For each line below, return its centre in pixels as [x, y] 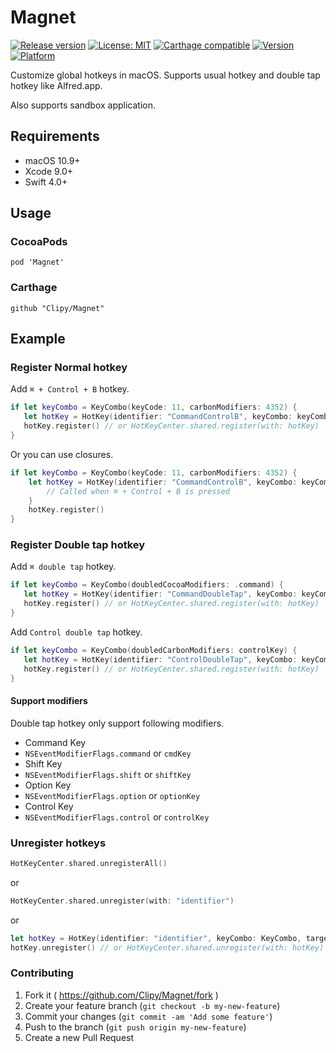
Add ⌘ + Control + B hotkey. [70, 389]
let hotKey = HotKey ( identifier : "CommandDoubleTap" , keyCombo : [160, 594]
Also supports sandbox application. [83, 105]
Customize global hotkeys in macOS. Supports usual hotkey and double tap [165, 75]
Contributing [42, 973]
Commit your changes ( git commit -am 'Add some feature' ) [148, 1016]
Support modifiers [49, 701]
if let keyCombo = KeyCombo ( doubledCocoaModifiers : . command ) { [147, 585]
